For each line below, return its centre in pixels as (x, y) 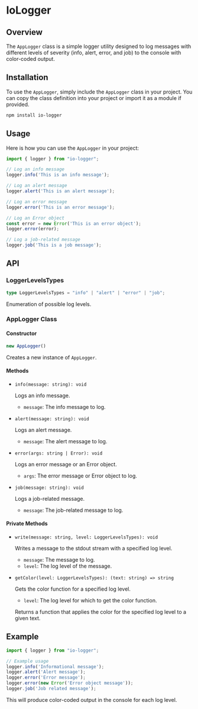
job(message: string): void (49, 488)
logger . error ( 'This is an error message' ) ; (61, 207)
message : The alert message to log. (65, 441)
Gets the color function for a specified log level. (73, 589)
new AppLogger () (26, 346)
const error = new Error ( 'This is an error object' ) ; (74, 223)
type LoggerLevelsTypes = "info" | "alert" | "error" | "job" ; (86, 293)
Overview (25, 32)
